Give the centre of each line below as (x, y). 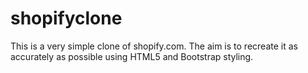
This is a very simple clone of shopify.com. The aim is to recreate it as (154, 46)
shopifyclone (66, 18)
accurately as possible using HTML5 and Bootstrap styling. (132, 56)
